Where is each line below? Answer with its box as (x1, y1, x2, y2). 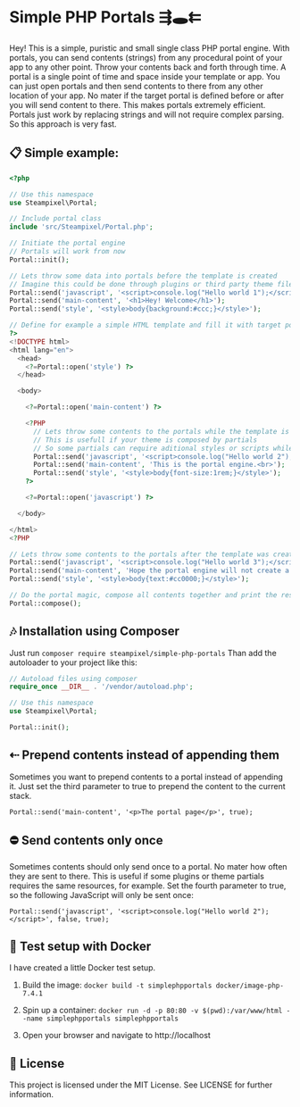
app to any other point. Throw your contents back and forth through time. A (9, 62, 287, 72)
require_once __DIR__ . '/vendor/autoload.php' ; (9, 682, 194, 692)
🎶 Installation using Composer (9, 624, 180, 639)
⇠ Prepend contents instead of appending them (9, 747, 279, 763)
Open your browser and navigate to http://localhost (21, 1030, 212, 1041)
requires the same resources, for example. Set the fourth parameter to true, (9, 880, 287, 891)
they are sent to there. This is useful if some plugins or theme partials (9, 870, 265, 881)
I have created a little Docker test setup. (9, 962, 156, 973)
